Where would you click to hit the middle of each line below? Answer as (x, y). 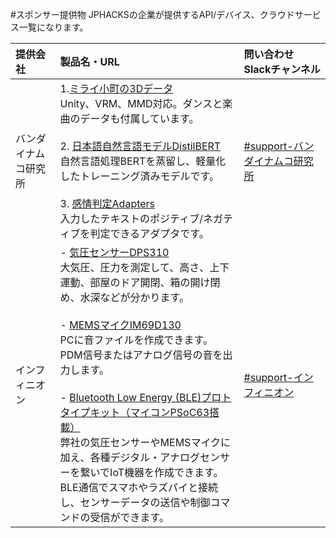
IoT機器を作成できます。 (166, 472)
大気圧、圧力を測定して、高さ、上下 (144, 267)
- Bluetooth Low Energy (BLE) (130, 397)
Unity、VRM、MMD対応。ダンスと (141, 103)
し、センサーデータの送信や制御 (135, 502)
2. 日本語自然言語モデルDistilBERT (140, 146)
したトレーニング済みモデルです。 (139, 176)
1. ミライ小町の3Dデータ (116, 88)
